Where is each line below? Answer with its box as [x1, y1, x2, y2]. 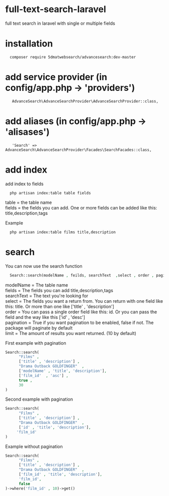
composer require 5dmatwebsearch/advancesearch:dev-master [10, 54, 136, 60]
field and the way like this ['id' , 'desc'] [5, 314, 86, 320]
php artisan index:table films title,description [10, 230, 116, 235]
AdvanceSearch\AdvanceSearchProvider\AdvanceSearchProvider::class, [12, 98, 158, 104]
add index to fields [5, 181, 44, 187]
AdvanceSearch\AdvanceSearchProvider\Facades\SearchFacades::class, [5, 147, 152, 152]
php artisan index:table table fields [10, 190, 92, 195]
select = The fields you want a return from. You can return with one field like [5, 298, 163, 304]
